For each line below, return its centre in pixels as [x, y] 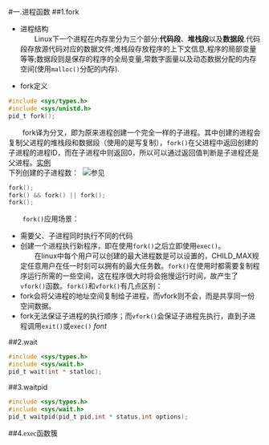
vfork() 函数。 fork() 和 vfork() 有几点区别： [91, 286]
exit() [52, 327]
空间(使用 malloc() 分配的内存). [70, 69]
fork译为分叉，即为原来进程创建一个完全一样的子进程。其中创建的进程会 [142, 132]
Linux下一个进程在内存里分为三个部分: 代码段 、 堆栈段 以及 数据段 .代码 [147, 39]
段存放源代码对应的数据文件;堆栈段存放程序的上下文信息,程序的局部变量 [138, 49]
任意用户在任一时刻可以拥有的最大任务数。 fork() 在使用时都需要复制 [140, 266]
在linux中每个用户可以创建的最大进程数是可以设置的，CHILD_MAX [143, 256]
